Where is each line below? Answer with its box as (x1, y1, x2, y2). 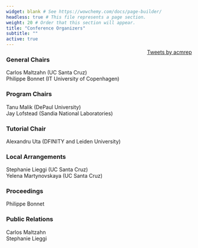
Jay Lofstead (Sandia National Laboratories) (6, 110, 113, 117)
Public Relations (6, 215, 54, 223)
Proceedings (6, 187, 44, 195)
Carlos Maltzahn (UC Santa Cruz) (6, 69, 87, 76)
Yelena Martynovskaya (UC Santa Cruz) (6, 172, 103, 180)
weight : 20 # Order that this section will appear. (6, 19, 136, 25)
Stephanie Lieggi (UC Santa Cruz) (6, 166, 88, 173)
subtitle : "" (6, 31, 38, 37)
